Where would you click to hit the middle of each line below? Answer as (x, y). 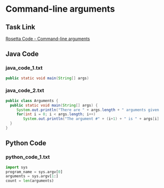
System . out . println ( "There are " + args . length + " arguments (81, 110)
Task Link (21, 27)
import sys (17, 167)
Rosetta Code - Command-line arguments (48, 39)
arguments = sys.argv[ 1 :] (32, 176)
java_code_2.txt (25, 90)
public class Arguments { (32, 101)
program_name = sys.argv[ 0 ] (34, 172)
